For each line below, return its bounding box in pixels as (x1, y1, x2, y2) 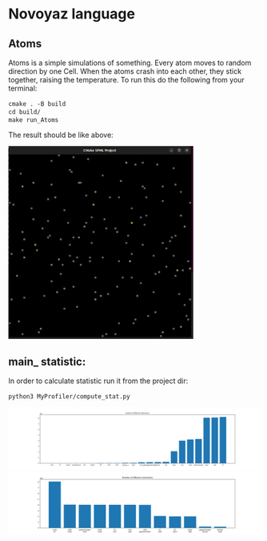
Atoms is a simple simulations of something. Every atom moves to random (8, 58, 252, 67)
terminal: (8, 83, 38, 93)
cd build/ (8, 108, 42, 116)
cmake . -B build (8, 100, 66, 108)
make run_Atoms (8, 116, 59, 124)
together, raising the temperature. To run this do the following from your (8, 75, 245, 84)
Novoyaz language (8, 5, 136, 23)
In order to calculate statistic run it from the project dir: (8, 376, 189, 386)
